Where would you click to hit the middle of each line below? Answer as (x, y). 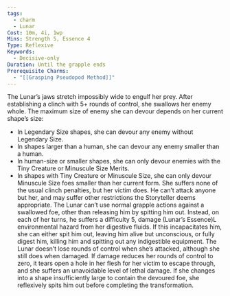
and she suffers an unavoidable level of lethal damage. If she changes (116, 271)
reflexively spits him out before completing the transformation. (105, 285)
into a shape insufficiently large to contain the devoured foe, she (108, 278)
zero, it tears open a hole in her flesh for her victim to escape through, (116, 263)
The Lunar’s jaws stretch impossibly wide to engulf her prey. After (100, 97)
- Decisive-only (36, 58)
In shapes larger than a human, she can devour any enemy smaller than (118, 147)
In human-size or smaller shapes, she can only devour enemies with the (119, 161)
